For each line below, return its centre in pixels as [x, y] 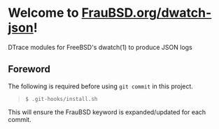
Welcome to [43, 13]
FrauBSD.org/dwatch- [147, 13]
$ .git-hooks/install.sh [61, 99]
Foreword [29, 69]
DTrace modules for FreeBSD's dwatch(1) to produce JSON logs [100, 47]
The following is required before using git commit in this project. [100, 86]
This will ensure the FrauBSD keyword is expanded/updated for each [107, 112]
